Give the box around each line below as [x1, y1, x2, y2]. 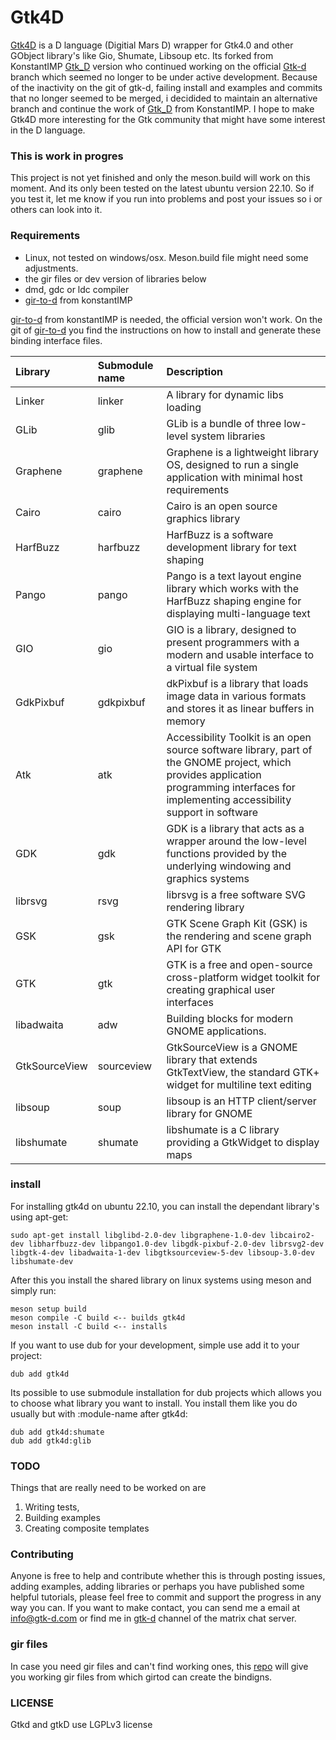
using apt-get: [10, 1211, 69, 1223]
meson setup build [10, 1304, 87, 1314]
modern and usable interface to [166, 647, 315, 661]
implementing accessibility [166, 792, 292, 806]
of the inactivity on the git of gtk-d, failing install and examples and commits [10, 81, 323, 93]
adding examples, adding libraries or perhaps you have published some [10, 1581, 305, 1593]
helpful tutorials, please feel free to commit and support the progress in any [10, 1591, 322, 1603]
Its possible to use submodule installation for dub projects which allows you [10, 1386, 322, 1398]
